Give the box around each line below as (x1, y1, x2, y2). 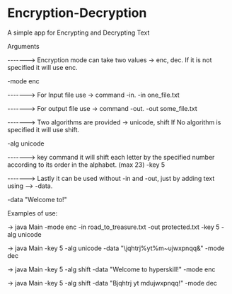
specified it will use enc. (7, 63, 78, 71)
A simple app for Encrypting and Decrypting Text (7, 28, 150, 37)
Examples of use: (7, 208, 58, 217)
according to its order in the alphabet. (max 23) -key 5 (7, 160, 166, 169)
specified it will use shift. (7, 125, 80, 134)
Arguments (7, 42, 40, 50)
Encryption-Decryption (7, 5, 147, 21)
